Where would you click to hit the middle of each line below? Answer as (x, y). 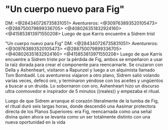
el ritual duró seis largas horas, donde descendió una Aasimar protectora (80, 106)
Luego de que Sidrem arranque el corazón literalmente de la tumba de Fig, (82, 100)
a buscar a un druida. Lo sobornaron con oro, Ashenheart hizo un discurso (82, 85)
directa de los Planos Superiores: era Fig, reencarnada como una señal (78, 111)
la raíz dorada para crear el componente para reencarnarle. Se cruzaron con (84, 64)
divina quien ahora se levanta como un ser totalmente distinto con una (78, 116)
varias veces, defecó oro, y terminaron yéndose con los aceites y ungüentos (84, 80)
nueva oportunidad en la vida (35, 122)
